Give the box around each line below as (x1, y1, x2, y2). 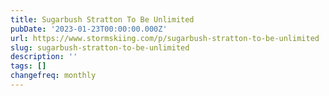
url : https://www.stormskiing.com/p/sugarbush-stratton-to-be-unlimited (10, 33, 320, 43)
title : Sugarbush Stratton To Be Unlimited (10, 14, 195, 25)
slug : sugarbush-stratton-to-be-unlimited (10, 42, 190, 53)
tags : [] (10, 61, 47, 71)
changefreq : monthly (10, 71, 97, 81)
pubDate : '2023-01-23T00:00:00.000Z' (10, 24, 168, 34)
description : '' (10, 52, 78, 62)
